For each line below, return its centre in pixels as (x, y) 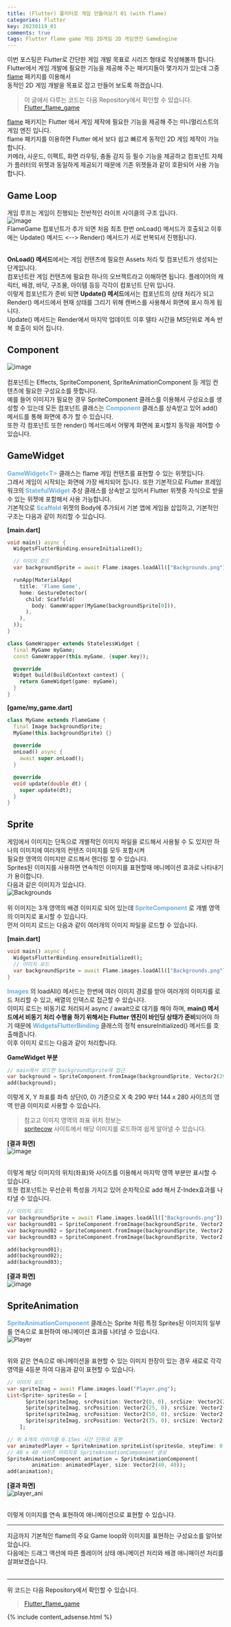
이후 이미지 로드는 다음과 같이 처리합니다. (62, 1042)
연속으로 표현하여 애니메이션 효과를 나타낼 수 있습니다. (87, 1331)
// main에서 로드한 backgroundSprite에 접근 (66, 1070)
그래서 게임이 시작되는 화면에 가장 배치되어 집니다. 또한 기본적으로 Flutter (105, 481)
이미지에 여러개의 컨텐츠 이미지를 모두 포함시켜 (82, 851)
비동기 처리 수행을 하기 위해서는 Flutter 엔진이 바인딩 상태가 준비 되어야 (119, 1017)
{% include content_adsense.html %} (60, 1617)
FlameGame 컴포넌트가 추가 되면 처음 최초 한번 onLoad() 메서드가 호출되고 (108, 228)
